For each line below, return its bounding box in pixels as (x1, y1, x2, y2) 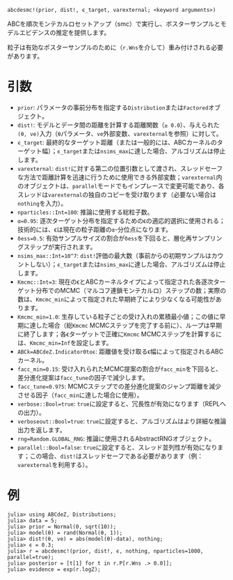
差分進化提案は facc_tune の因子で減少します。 (17, 373, 149, 381)
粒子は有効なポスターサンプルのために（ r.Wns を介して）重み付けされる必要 (7, 43, 224, 52)
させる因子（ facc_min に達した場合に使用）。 (17, 390, 144, 399)
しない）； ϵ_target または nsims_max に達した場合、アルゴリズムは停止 (29, 260, 226, 268)
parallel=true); (7, 554, 54, 560)
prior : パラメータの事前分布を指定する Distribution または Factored (17, 103, 209, 112)
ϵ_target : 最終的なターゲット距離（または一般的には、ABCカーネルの (17, 138, 218, 146)
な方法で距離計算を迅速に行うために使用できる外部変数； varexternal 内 (17, 173, 223, 181)
